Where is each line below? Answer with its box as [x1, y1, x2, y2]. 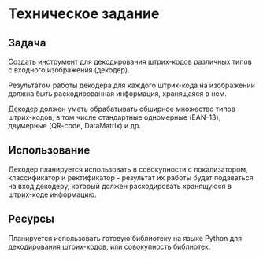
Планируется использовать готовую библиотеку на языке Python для [8, 233, 243, 242]
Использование [8, 143, 91, 157]
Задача [8, 36, 46, 50]
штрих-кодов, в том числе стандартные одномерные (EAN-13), [8, 113, 221, 122]
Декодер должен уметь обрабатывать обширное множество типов [8, 104, 236, 113]
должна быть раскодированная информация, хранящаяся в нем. [8, 89, 227, 98]
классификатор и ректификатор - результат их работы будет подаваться [8, 172, 254, 182]
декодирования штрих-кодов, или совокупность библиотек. [8, 242, 211, 251]
